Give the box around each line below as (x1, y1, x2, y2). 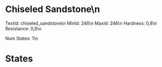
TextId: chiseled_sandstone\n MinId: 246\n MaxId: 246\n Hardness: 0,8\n (5, 20, 157, 26)
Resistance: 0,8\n (5, 25, 42, 31)
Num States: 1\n (5, 35, 38, 41)
